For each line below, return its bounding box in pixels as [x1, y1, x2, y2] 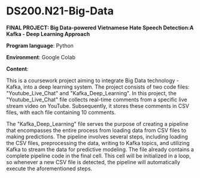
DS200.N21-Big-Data [6, 4, 114, 18]
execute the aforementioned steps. [6, 165, 93, 172]
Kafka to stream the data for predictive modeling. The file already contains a [6, 146, 195, 153]
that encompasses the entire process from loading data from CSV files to [6, 126, 187, 134]
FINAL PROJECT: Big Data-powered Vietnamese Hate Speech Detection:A [6, 24, 194, 31]
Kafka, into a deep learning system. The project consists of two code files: [6, 83, 190, 90]
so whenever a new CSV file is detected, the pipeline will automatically [6, 158, 181, 165]
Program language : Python [6, 42, 74, 49]
